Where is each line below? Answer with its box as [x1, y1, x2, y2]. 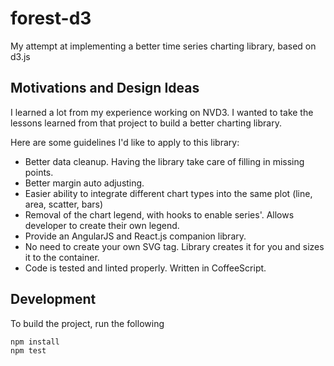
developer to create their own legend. [24, 219, 180, 231]
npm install [10, 337, 60, 347]
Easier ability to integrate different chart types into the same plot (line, [24, 187, 313, 199]
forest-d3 [10, 7, 92, 30]
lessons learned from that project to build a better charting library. [10, 117, 282, 129]
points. [24, 166, 54, 178]
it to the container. [24, 251, 100, 263]
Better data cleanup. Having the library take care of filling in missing [24, 155, 305, 167]
